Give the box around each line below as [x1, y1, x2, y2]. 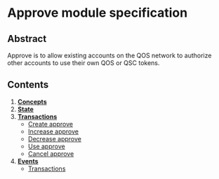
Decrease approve [27, 134, 82, 143]
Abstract [7, 33, 47, 45]
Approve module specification [7, 5, 188, 21]
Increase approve [27, 127, 79, 136]
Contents [7, 79, 49, 91]
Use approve [27, 142, 65, 150]
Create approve [27, 120, 74, 128]
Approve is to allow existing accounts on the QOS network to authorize [7, 51, 212, 59]
